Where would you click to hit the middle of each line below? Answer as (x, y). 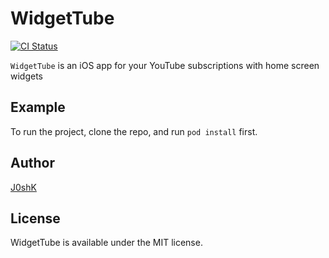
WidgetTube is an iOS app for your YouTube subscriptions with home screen (165, 65)
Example (38, 107)
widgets (27, 76)
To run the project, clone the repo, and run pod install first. (134, 131)
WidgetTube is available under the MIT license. (106, 243)
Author (32, 163)
